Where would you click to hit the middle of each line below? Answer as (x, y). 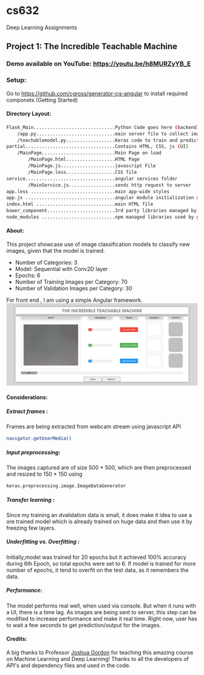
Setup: (16, 80)
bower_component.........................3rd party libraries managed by (102, 211)
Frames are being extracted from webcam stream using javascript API (93, 427)
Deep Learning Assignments (42, 27)
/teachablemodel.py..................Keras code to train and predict (108, 140)
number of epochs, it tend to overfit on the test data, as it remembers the (97, 570)
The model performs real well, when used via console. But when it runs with (101, 606)
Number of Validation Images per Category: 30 (73, 289)
